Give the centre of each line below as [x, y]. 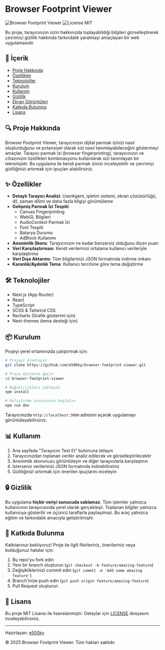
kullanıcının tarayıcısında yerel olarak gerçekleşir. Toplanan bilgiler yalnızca [81, 507]
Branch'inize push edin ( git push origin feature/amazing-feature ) [80, 581]
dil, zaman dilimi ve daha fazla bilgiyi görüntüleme [63, 201]
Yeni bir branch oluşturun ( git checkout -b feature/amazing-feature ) [83, 565]
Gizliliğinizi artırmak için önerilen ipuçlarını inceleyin [64, 471]
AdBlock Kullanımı [38, 238]
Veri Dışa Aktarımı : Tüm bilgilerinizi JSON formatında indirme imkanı [82, 259]
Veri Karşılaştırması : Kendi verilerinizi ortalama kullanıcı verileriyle [80, 249]
